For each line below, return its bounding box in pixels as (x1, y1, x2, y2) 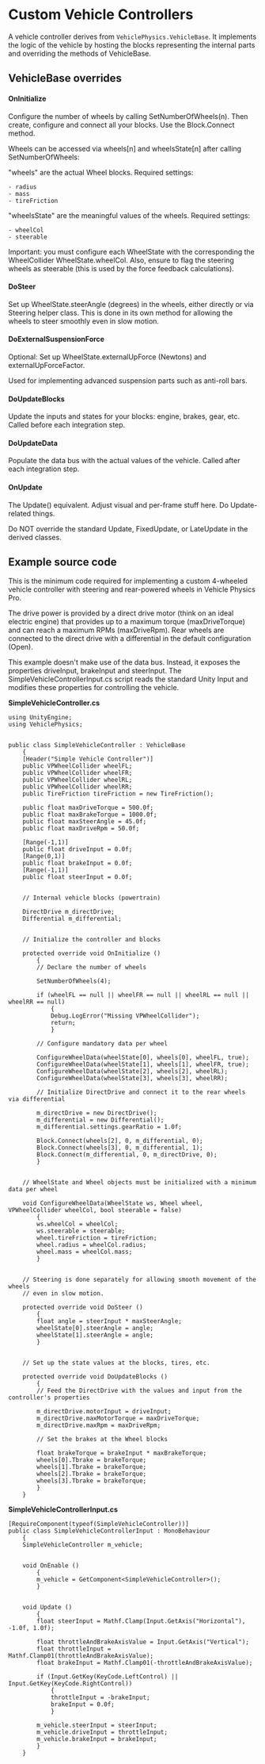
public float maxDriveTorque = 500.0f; (22, 803, 154, 812)
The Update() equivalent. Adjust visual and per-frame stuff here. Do (8, 500, 229, 509)
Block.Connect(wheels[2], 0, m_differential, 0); (36, 1137, 203, 1145)
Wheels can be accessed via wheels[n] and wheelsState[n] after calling (8, 144, 242, 153)
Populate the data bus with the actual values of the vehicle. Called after (8, 456, 240, 466)
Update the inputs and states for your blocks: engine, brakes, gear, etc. (8, 412, 240, 421)
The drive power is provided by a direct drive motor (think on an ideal (8, 608, 234, 618)
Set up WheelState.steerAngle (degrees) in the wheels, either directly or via (8, 299, 255, 309)
